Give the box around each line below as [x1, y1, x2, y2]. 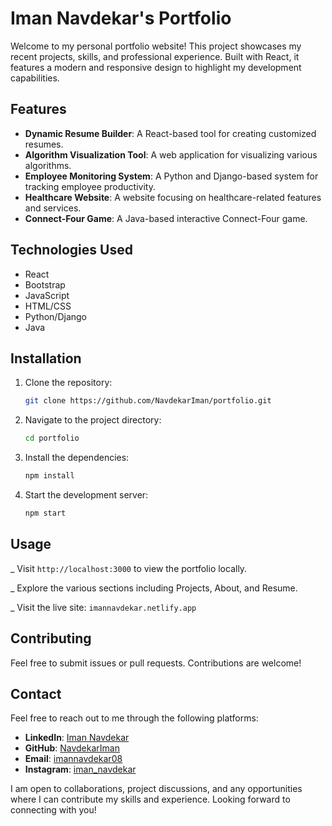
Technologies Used [10, 242, 133, 259]
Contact [10, 685, 62, 702]
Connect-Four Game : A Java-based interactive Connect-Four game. [24, 212, 308, 224]
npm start [24, 508, 67, 518]
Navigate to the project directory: [24, 414, 162, 426]
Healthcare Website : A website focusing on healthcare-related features [24, 191, 322, 203]
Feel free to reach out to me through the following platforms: [10, 712, 259, 724]
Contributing [10, 630, 92, 647]
